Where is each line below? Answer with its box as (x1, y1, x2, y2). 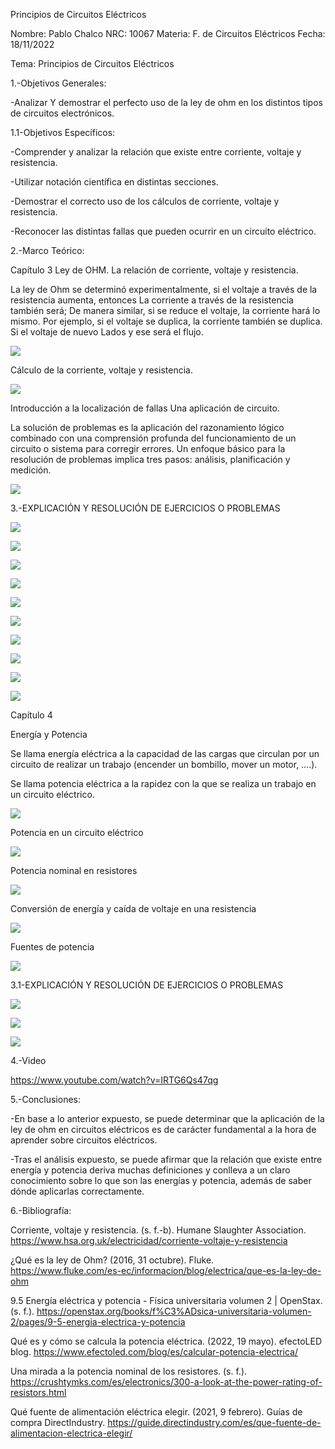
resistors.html (10, 1387, 67, 1398)
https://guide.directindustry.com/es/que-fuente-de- (107, 1417, 322, 1428)
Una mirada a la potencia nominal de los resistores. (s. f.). (10, 1365, 248, 1377)
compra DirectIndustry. (10, 1417, 106, 1428)
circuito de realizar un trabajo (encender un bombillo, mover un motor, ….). (10, 759, 318, 770)
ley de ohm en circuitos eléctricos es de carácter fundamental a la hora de (10, 1124, 317, 1135)
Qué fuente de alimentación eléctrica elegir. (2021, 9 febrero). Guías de (10, 1406, 303, 1418)
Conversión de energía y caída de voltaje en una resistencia (10, 903, 257, 914)
